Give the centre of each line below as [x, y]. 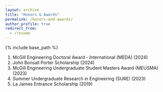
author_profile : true [28, 24]
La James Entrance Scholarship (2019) [53, 84]
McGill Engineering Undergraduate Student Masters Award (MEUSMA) [85, 68]
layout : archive [22, 10]
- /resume [20, 33]
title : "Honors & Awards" [32, 15]
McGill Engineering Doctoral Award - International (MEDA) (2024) [80, 57]
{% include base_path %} [32, 48]
